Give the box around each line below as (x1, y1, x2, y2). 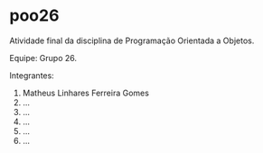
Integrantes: (9, 69, 54, 81)
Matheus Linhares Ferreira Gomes (22, 87, 149, 98)
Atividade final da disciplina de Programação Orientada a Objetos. (9, 35, 255, 46)
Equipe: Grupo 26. (9, 52, 78, 63)
